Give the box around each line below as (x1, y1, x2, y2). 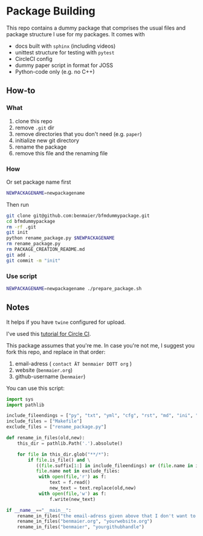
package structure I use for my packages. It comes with (6, 30, 145, 37)
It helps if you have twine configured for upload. (6, 318, 126, 326)
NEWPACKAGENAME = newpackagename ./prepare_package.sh (6, 285, 142, 291)
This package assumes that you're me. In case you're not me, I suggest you (6, 341, 195, 349)
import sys (6, 396, 34, 402)
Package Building (6, 4, 95, 18)
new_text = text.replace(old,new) (49, 485, 137, 491)
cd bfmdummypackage (6, 218, 56, 224)
